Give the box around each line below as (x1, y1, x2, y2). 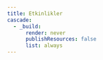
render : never (25, 29, 67, 37)
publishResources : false (25, 36, 97, 43)
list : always (25, 42, 63, 49)
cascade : (7, 17, 32, 23)
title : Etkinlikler (7, 10, 63, 17)
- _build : (13, 23, 41, 30)
